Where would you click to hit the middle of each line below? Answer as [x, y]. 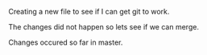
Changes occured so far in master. [66, 42]
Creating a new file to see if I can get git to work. [89, 12]
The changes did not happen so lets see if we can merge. [104, 27]
